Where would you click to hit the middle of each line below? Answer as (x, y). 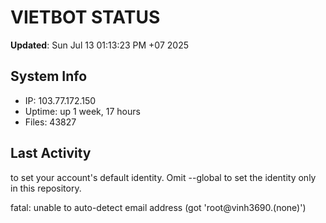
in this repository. (46, 188)
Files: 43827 (50, 122)
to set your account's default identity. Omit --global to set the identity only (163, 177)
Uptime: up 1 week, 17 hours (82, 111)
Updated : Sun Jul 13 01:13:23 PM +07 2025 (99, 45)
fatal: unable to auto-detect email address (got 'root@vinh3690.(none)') (158, 207)
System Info (49, 76)
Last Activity (51, 153)
